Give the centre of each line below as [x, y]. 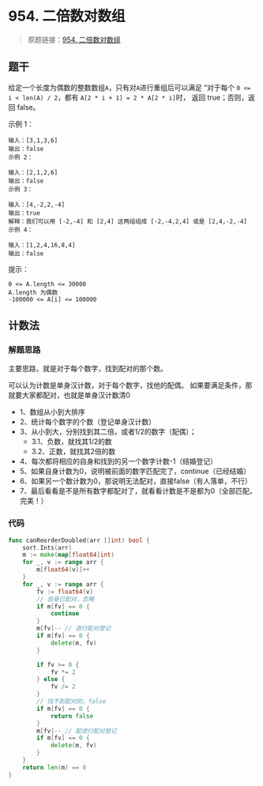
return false [71, 716]
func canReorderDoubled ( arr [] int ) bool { [79, 540]
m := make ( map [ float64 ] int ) [68, 555]
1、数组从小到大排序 [52, 412]
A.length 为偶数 [33, 292]
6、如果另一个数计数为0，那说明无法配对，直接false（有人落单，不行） [136, 481]
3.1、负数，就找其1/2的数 [71, 442]
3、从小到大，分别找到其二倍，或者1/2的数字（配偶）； [108, 432]
